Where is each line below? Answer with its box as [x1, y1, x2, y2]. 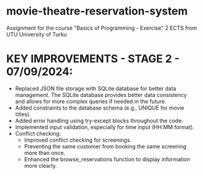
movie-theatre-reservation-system [6, 4, 188, 18]
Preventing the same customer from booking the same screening [24, 142, 187, 150]
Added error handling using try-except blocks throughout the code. [15, 117, 184, 124]
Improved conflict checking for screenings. [24, 136, 132, 144]
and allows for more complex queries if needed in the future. [15, 97, 167, 105]
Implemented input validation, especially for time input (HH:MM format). [15, 123, 195, 131]
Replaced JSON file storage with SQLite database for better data [15, 85, 177, 92]
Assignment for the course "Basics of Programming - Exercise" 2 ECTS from [6, 24, 198, 31]
